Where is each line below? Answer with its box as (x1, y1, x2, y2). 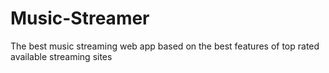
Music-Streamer (10, 7, 150, 30)
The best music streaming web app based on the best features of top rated (10, 40, 320, 52)
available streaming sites (10, 50, 113, 62)
